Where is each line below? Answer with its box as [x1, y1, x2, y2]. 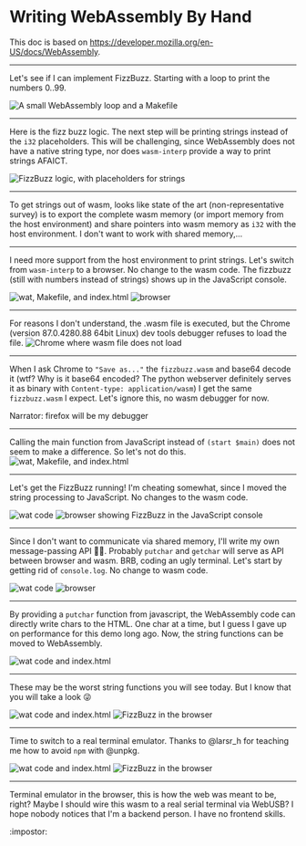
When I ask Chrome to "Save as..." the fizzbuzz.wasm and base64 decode [9, 363, 291, 374]
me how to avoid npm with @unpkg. [9, 745, 140, 756]
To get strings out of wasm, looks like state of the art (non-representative [9, 199, 284, 210]
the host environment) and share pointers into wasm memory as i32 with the [9, 218, 297, 229]
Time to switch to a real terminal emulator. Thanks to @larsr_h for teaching [9, 735, 290, 746]
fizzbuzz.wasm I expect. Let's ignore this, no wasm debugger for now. [9, 392, 270, 403]
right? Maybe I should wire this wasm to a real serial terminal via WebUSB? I [9, 799, 294, 809]
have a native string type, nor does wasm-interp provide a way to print [9, 145, 271, 156]
